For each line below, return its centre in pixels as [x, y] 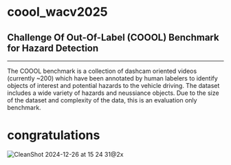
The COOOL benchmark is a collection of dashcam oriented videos [102, 71]
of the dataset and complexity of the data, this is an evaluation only [102, 100]
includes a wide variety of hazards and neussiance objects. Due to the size [113, 93]
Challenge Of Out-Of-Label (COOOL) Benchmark [113, 37]
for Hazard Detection [53, 48]
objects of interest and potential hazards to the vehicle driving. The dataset [113, 86]
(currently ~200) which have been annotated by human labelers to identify [112, 78]
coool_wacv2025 [57, 12]
